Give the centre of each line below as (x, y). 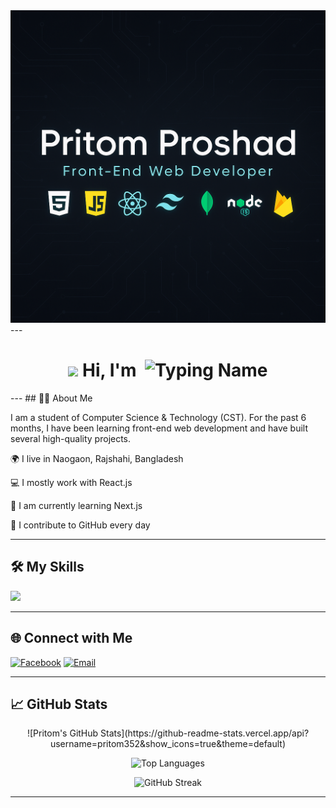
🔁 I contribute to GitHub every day (80, 525)
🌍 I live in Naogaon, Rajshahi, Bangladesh (97, 458)
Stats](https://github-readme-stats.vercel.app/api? (205, 733)
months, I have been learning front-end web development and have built (159, 428)
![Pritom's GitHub (62, 733)
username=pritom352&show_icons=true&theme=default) (168, 744)
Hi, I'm (109, 370)
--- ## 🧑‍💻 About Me (51, 398)
